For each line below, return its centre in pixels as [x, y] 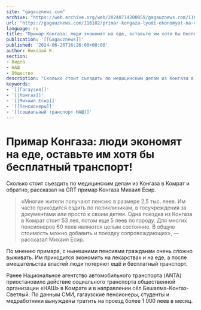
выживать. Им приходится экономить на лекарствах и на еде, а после [97, 257]
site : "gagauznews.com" [36, 12]
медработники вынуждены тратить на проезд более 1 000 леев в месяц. [100, 301]
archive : [17, 17]
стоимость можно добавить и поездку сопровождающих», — [100, 233]
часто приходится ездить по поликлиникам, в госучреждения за [103, 208]
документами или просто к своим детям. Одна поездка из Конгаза [106, 214]
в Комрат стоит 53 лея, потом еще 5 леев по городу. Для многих [104, 221]
